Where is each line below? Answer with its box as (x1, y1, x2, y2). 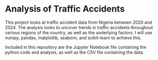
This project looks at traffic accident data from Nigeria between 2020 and (5, 19, 152, 25)
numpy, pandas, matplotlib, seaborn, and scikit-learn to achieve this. (5, 35, 142, 41)
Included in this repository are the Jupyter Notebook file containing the (5, 44, 147, 50)
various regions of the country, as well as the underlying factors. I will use (5, 30, 153, 35)
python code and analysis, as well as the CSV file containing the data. (5, 49, 144, 55)
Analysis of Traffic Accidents (5, 3, 125, 15)
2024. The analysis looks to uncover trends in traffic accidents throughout (5, 24, 153, 30)
